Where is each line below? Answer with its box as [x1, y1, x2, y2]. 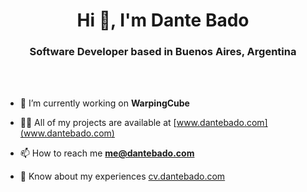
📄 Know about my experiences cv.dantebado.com [19, 170, 226, 183]
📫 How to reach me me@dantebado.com [19, 147, 195, 159]
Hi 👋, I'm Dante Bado [76, 9, 250, 32]
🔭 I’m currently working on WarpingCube [19, 97, 190, 109]
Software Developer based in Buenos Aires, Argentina [29, 45, 297, 59]
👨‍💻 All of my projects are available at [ [19, 117, 177, 129]
